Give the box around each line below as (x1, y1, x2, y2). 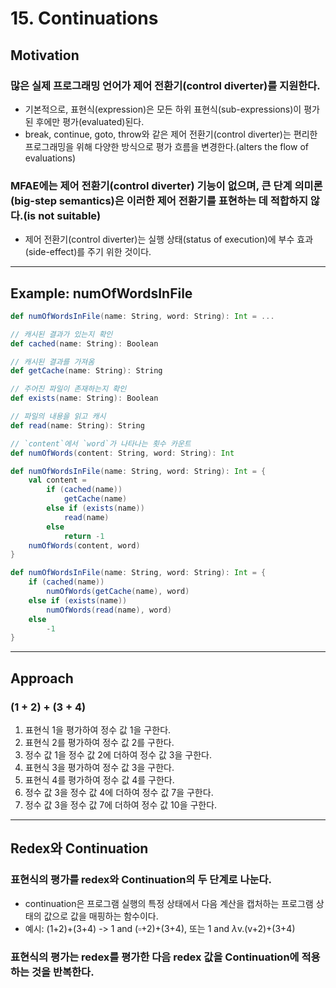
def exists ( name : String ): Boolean (10, 393, 159, 404)
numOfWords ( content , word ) (28, 540, 141, 551)
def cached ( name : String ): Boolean (10, 338, 159, 349)
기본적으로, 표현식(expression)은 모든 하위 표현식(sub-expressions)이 (24, 103, 302, 115)
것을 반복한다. (31, 965, 95, 979)
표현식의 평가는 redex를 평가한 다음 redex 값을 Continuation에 (10, 950, 300, 964)
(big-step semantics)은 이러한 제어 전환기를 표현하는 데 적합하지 (10, 193, 308, 207)
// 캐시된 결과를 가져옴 (10, 357, 95, 367)
